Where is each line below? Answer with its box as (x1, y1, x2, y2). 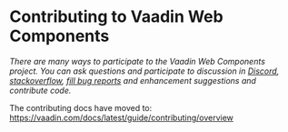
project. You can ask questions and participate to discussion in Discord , (9, 66, 280, 76)
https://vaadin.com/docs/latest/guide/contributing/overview (9, 112, 234, 123)
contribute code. (9, 85, 72, 96)
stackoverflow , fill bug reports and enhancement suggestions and (9, 75, 257, 86)
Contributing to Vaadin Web (9, 6, 224, 27)
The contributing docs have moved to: (9, 102, 153, 113)
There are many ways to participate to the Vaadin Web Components (9, 56, 266, 66)
